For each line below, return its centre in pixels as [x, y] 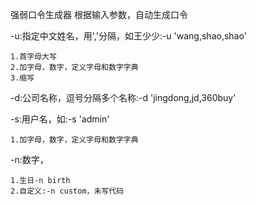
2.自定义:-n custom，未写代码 [67, 191]
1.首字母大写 [33, 57]
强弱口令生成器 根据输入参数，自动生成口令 [99, 14]
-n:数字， [29, 159]
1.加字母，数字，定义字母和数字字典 [74, 140]
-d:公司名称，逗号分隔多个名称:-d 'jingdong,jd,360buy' [123, 97]
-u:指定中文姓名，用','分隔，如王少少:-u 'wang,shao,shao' [128, 36]
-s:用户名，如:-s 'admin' [60, 119]
